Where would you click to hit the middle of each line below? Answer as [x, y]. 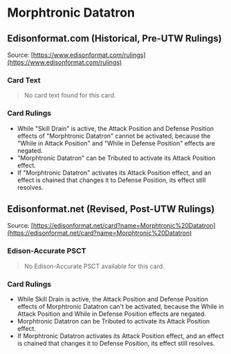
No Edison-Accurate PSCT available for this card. [94, 266]
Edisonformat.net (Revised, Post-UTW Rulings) [111, 209]
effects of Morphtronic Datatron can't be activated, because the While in [120, 307]
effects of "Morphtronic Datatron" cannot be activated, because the [114, 136]
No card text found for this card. [70, 96]
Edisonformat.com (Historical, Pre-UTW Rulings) [115, 38]
